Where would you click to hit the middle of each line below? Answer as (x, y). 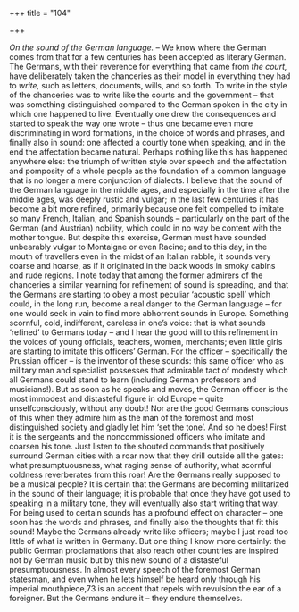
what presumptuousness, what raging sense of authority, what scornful (141, 465)
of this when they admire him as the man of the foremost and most (132, 418)
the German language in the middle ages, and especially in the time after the (149, 190)
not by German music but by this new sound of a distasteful (119, 560)
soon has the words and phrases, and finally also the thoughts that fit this (144, 522)
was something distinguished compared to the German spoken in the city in (148, 105)
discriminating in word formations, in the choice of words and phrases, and (147, 133)
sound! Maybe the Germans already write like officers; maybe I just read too (149, 532)
